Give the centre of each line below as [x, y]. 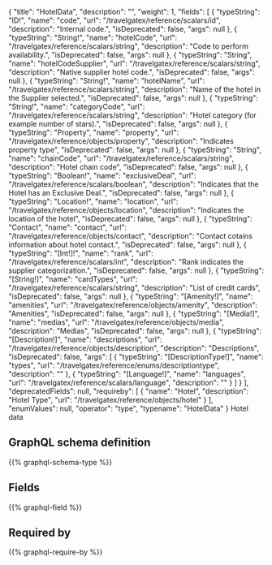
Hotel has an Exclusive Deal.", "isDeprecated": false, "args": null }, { [121, 193]
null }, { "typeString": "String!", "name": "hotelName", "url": [107, 81]
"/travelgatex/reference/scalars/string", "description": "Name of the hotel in [135, 89]
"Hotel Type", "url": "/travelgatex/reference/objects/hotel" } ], [111, 400]
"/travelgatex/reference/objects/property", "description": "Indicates [121, 141]
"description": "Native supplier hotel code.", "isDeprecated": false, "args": [132, 72]
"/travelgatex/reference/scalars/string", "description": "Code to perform [129, 46]
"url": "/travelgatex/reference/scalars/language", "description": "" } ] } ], [129, 382]
